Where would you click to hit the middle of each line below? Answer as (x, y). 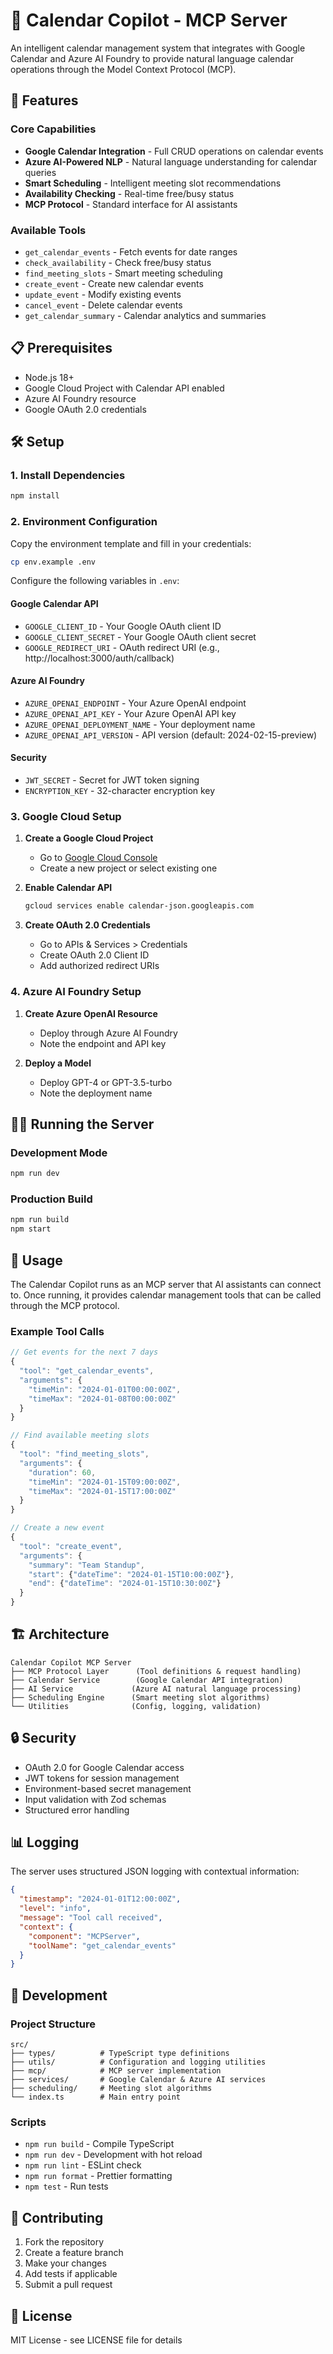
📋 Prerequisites (61, 348)
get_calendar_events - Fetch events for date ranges (131, 251)
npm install (35, 496)
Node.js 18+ (49, 377)
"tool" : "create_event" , (71, 1546)
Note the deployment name (96, 1093)
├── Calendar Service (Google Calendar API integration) (147, 1680)
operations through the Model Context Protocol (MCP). (123, 69)
